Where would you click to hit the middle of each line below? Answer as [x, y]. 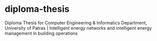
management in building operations [41, 33]
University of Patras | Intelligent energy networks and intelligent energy [78, 28]
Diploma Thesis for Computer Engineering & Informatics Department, [76, 23]
